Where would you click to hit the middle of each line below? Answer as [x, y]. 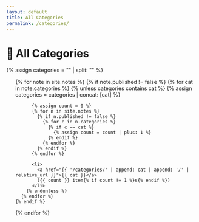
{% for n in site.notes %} [66, 111]
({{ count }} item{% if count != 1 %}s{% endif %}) [104, 181]
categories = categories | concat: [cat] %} [68, 95]
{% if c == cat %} [71, 127]
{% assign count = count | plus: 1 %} [103, 133]
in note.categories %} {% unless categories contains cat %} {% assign [103, 88]
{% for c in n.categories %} [79, 122]
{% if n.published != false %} [77, 117]
